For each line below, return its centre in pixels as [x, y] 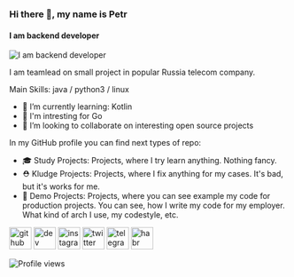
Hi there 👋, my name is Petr [68, 14]
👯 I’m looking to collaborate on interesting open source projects [138, 126]
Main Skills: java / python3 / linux [70, 90]
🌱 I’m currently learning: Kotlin [77, 107]
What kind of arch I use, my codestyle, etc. [100, 215]
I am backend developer [54, 36]
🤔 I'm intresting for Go [62, 116]
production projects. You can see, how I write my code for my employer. [153, 206]
